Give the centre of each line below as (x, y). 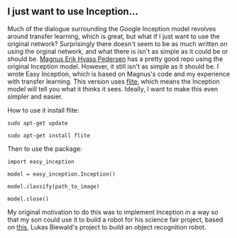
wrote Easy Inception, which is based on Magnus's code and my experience (119, 74)
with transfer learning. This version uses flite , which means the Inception (114, 81)
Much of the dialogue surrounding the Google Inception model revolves (112, 28)
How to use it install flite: (43, 110)
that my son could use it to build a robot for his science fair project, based (115, 220)
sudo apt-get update (38, 123)
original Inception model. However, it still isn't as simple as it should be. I (113, 66)
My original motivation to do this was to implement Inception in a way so (113, 212)
